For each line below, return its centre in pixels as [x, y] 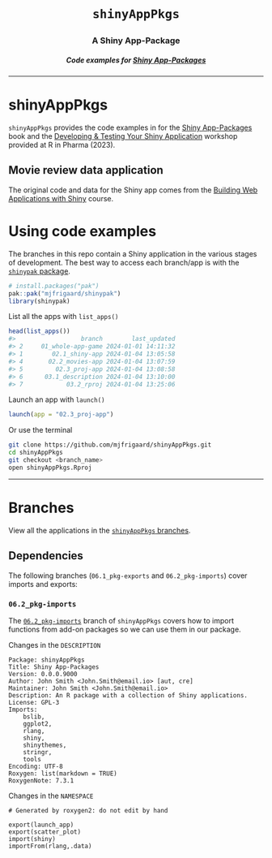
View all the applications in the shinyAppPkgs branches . [100, 530]
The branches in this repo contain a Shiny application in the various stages [133, 253]
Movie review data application [86, 170]
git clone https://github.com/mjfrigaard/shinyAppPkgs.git [110, 445]
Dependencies [46, 556]
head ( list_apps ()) [39, 331]
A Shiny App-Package [136, 41]
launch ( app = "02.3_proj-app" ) [61, 415]
